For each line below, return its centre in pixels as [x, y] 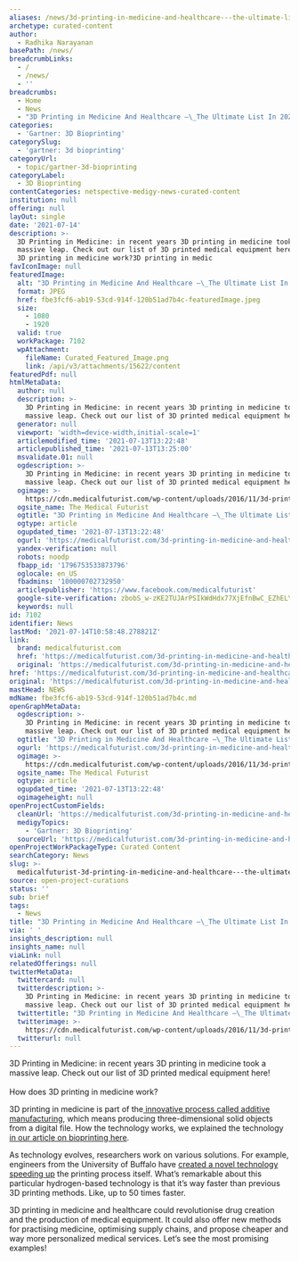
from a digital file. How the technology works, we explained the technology [146, 1128]
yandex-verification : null [67, 548]
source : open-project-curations [69, 880]
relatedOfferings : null [53, 963]
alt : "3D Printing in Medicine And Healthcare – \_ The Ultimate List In [153, 283]
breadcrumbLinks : [41, 59]
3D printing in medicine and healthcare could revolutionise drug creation [142, 1210]
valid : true [40, 333]
